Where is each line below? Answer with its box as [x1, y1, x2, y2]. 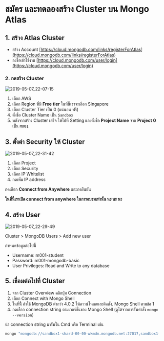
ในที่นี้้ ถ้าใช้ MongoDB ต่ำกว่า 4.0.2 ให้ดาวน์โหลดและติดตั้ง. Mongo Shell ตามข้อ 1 [12, 301, 155, 307]
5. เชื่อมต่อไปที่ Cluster [5, 277, 65, 285]
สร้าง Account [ [12, 46, 41, 52]
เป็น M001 [12, 123, 29, 129]
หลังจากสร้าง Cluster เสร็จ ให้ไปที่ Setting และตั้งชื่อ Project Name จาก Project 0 [12, 117, 156, 123]
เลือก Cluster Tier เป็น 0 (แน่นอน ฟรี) [12, 107, 79, 113]
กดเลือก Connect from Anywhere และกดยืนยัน [5, 186, 91, 192]
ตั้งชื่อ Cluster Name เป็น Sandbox [12, 112, 74, 118]
